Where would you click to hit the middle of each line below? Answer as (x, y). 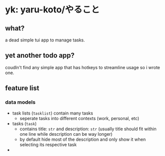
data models (20, 102)
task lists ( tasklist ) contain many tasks (53, 113)
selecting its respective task (48, 144)
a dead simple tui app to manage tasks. (45, 40)
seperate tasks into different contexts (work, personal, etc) (79, 118)
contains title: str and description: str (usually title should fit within (88, 129)
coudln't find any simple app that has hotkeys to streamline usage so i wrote (83, 67)
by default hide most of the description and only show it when (82, 139)
